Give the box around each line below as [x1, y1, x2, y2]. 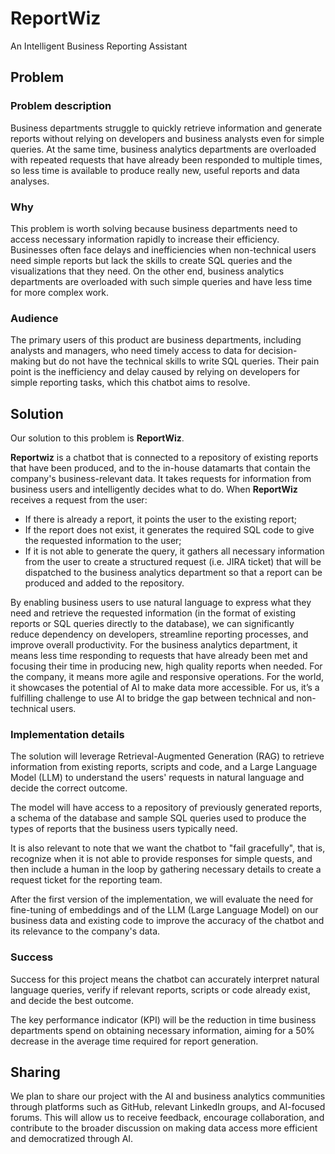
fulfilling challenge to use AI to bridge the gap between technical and [10, 692, 295, 704]
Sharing [10, 1064, 61, 1081]
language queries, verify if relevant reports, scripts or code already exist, [10, 983, 311, 996]
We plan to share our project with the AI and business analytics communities [10, 1090, 326, 1102]
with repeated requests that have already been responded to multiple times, [10, 153, 323, 166]
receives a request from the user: [10, 494, 148, 506]
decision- [258, 345, 298, 357]
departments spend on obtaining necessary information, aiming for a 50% [10, 1024, 316, 1036]
